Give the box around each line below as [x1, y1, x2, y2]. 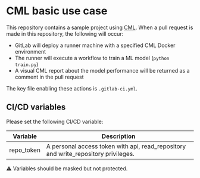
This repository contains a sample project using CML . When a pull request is [6, 24, 193, 31]
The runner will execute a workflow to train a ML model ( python [14, 54, 170, 61]
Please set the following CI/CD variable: [6, 118, 104, 125]
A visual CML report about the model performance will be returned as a [14, 67, 190, 74]
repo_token [9, 146, 40, 154]
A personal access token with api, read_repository [46, 142, 186, 150]
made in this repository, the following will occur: [6, 30, 124, 37]
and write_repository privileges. [46, 149, 135, 158]
